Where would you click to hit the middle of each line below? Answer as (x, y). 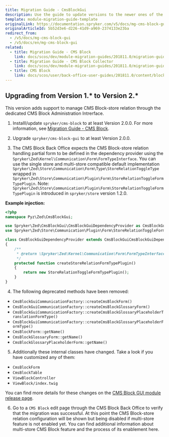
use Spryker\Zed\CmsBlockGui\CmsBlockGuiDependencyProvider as (73, 226)
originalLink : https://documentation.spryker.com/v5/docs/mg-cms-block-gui (86, 24)
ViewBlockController (34, 378)
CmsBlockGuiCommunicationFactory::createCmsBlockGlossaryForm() (81, 307)
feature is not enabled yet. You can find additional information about (83, 424)
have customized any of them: (44, 357)
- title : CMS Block (30, 71)
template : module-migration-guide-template (52, 19)
